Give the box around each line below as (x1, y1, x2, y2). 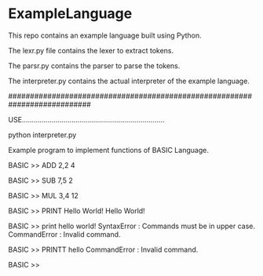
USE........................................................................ (8, 114, 165, 124)
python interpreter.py (8, 130, 77, 140)
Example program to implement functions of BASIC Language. (8, 145, 210, 154)
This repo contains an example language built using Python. (8, 31, 202, 40)
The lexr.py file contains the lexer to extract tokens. (8, 45, 174, 55)
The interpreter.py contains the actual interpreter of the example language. (8, 76, 250, 85)
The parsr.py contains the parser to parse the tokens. (8, 60, 181, 71)
